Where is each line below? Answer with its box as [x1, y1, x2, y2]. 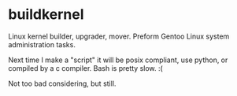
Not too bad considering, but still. [8, 79, 117, 88]
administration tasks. [8, 39, 76, 49]
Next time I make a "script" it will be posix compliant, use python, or [8, 55, 228, 65]
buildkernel [8, 6, 84, 24]
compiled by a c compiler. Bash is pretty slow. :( [8, 63, 163, 72]
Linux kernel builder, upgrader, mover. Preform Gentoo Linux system [8, 31, 230, 41]
